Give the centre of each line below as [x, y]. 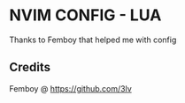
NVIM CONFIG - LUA [85, 15]
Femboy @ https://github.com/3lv [71, 88]
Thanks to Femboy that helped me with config [93, 40]
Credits [30, 67]
